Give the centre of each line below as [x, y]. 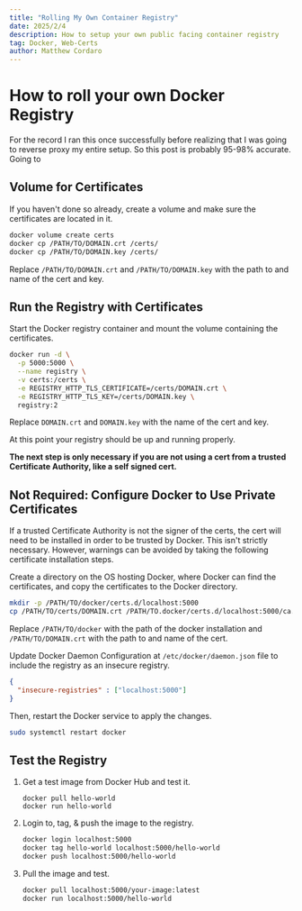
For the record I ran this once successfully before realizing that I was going [148, 140]
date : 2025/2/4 [38, 26]
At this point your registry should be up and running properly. [123, 440]
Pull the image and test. [66, 873]
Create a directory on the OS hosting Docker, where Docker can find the [143, 577]
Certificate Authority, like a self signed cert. [93, 467]
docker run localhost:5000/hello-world [97, 898]
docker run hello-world [67, 806]
